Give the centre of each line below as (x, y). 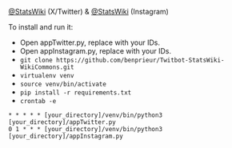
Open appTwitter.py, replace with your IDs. (90, 42)
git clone (36, 60)
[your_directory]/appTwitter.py (62, 122)
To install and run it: (41, 27)
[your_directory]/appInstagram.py (66, 136)
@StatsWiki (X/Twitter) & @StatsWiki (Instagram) (89, 12)
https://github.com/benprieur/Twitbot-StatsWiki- (140, 60)
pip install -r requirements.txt (76, 93)
